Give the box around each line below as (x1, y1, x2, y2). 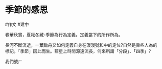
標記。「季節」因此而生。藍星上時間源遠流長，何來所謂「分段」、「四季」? (5, 48, 151, 54)
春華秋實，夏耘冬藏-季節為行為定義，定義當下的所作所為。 (5, 32, 123, 37)
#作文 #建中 (5, 21, 29, 27)
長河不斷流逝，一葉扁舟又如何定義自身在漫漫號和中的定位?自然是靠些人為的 (5, 42, 158, 48)
